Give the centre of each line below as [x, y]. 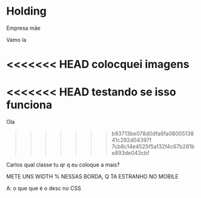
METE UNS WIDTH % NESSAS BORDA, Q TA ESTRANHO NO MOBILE [92, 177]
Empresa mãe [23, 28]
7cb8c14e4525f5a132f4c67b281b [153, 146]
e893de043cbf [130, 153]
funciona [29, 105]
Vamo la [16, 39]
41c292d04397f [132, 140]
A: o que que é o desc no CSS [44, 188]
